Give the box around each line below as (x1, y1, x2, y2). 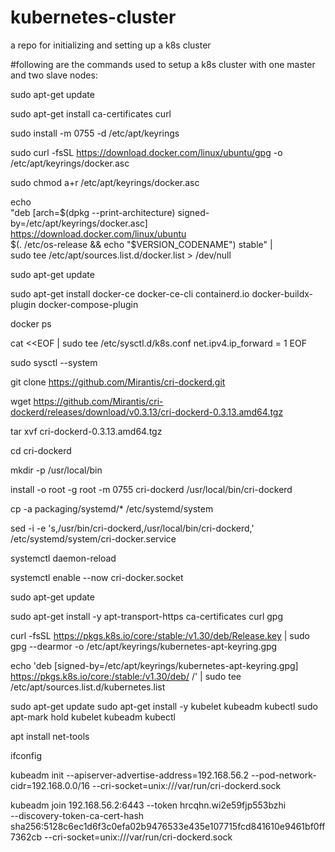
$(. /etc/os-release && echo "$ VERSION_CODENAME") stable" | (10, 238, 273, 250)
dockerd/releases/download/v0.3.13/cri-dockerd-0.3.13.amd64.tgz (10, 406, 284, 418)
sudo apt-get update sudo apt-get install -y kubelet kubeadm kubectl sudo (10, 700, 318, 712)
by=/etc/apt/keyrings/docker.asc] (10, 217, 148, 229)
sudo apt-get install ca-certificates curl (10, 107, 172, 120)
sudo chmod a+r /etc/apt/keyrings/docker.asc (10, 176, 200, 188)
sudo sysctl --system (10, 356, 98, 368)
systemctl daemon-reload (10, 552, 117, 564)
